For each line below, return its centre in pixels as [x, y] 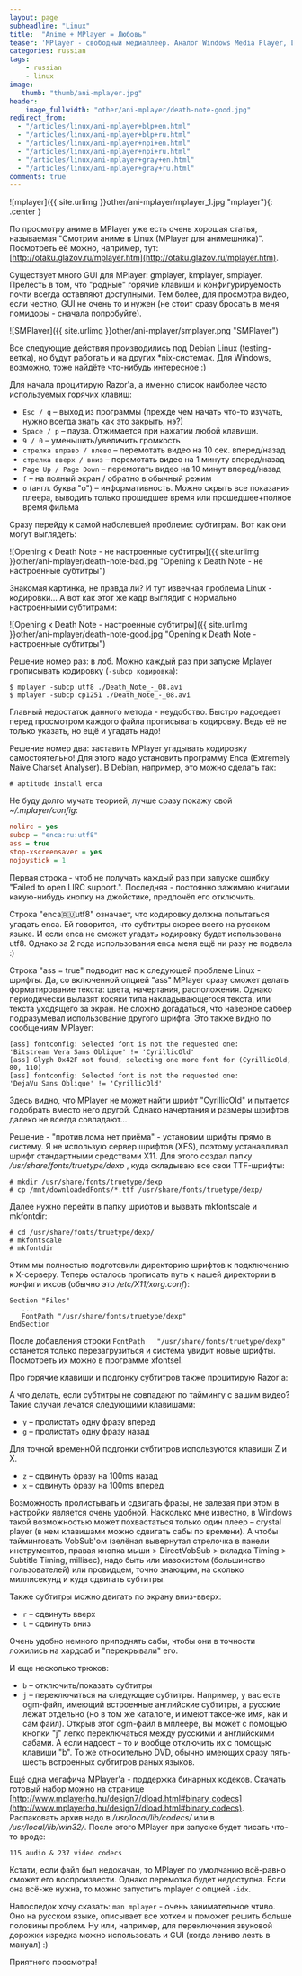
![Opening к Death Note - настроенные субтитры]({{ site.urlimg [129, 625]
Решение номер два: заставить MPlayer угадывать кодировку [129, 748]
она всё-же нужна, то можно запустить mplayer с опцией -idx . [130, 1889]
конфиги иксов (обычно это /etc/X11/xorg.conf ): [100, 1283]
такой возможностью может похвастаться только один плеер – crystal [145, 1522]
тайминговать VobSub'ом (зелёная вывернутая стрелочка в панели [139, 1541]
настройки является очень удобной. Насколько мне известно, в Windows [151, 1512]
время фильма [50, 507]
